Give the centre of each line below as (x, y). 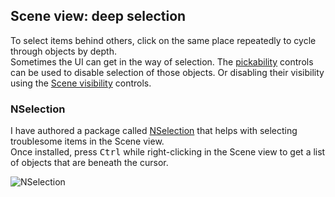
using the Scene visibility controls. (81, 83)
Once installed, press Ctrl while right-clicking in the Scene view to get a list (168, 152)
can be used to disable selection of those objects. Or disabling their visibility (167, 72)
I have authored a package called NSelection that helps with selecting (154, 131)
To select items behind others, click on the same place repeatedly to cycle (163, 40)
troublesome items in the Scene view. (87, 141)
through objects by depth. (63, 51)
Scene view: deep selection (98, 16)
